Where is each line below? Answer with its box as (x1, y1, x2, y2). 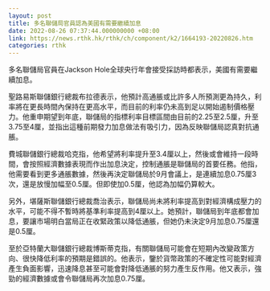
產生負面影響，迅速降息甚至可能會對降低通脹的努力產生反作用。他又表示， (8, 264, 255, 273)
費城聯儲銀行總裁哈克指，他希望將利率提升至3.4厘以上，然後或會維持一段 (8, 150, 252, 159)
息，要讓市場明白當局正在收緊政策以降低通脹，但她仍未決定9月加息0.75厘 (8, 216, 253, 226)
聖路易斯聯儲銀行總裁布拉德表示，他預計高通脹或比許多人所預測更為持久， (8, 92, 255, 101)
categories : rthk (8, 42, 67, 50)
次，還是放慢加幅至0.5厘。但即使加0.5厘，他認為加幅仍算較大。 (8, 179, 219, 189)
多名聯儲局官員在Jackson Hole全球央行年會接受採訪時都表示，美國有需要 (8, 65, 251, 75)
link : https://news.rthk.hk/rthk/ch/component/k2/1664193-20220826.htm (8, 34, 253, 43)
